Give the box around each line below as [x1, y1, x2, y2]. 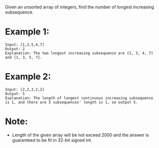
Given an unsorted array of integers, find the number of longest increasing [5, 4, 154, 10]
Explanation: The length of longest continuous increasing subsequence [5, 96, 153, 100]
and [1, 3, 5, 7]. [5, 55, 42, 60]
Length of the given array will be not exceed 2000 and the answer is [12, 132, 149, 138]
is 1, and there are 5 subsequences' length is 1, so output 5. [5, 99, 138, 105]
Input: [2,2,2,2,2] [5, 87, 45, 92]
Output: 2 [5, 46, 25, 51]
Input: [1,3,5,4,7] [5, 42, 45, 47]
